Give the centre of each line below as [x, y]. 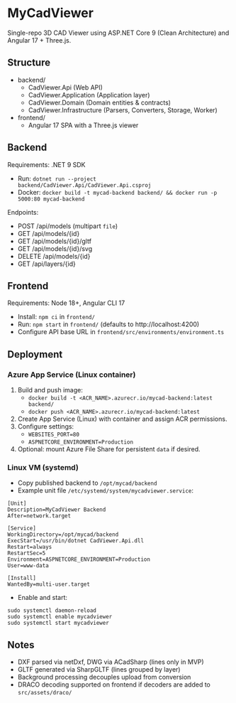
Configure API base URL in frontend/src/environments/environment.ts [121, 332]
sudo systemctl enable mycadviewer [60, 617]
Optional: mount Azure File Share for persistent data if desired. [109, 449]
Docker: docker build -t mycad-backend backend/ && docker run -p [117, 192]
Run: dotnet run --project [57, 178]
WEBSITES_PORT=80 [54, 435]
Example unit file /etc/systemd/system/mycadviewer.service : [105, 490]
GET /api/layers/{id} [46, 264]
